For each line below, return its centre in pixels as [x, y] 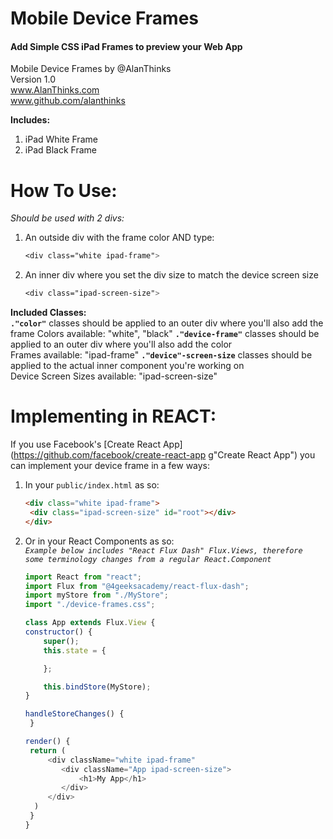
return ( [48, 750]
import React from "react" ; [83, 577]
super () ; [61, 641]
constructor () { [58, 632]
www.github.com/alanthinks [68, 101]
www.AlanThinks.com [55, 90]
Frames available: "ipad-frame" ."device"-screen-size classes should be [161, 355]
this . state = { [75, 650]
